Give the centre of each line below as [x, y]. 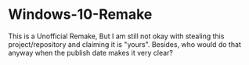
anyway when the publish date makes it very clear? [91, 52]
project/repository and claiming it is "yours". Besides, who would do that [125, 44]
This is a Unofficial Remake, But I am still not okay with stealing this [116, 36]
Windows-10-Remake [80, 14]
